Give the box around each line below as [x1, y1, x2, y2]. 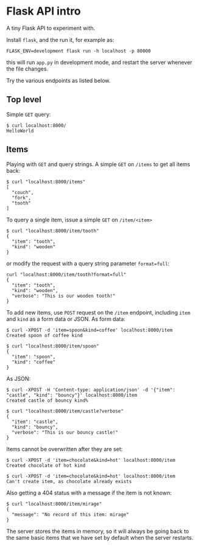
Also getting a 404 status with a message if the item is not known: [6, 489, 172, 496]
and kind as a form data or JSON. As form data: [6, 315, 126, 322]
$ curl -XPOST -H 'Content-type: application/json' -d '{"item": [6, 386, 175, 393]
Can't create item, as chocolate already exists [6, 478, 132, 484]
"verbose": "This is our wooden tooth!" [12, 293, 116, 299]
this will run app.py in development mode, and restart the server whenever [6, 58, 193, 66]
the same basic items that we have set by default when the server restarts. [6, 534, 194, 541]
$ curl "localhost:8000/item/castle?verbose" [6, 408, 124, 414]
